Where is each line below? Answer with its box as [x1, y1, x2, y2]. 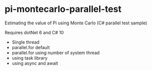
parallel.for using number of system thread [11, 50, 100, 56]
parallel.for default [11, 44, 50, 50]
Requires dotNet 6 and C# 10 [4, 29, 64, 35]
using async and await [11, 60, 58, 66]
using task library [11, 55, 48, 61]
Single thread [11, 39, 40, 45]
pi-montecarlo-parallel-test [4, 3, 122, 15]
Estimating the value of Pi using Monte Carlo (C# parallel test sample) [4, 20, 148, 26]
